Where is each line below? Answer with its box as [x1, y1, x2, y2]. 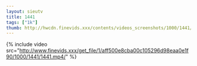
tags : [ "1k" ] [6, 19, 38, 25]
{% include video [6, 41, 48, 48]
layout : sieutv [6, 8, 43, 15]
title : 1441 [6, 14, 35, 20]
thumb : [6, 25, 22, 31]
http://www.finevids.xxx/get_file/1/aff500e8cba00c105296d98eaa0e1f [19, 47, 189, 54]
